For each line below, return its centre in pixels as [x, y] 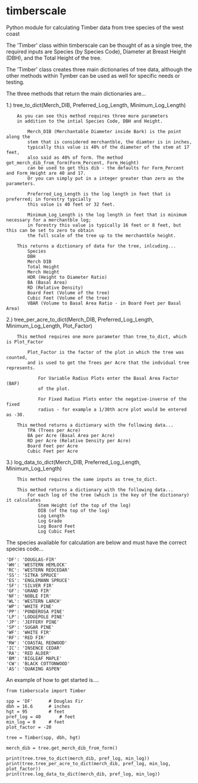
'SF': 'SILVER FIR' [30, 586]
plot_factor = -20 [29, 727]
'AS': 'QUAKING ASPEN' [34, 669]
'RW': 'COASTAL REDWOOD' [37, 643]
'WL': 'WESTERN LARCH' [34, 601]
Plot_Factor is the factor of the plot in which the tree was [106, 352]
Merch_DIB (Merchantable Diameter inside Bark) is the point [105, 131]
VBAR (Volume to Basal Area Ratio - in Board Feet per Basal [105, 303]
